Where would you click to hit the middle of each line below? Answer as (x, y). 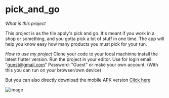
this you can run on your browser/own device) (53, 70)
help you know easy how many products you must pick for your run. (76, 44)
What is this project (26, 23)
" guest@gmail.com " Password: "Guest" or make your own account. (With (82, 64)
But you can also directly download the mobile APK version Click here (78, 80)
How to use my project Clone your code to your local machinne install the (82, 54)
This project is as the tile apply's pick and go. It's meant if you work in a (80, 33)
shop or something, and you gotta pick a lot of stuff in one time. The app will (85, 39)
